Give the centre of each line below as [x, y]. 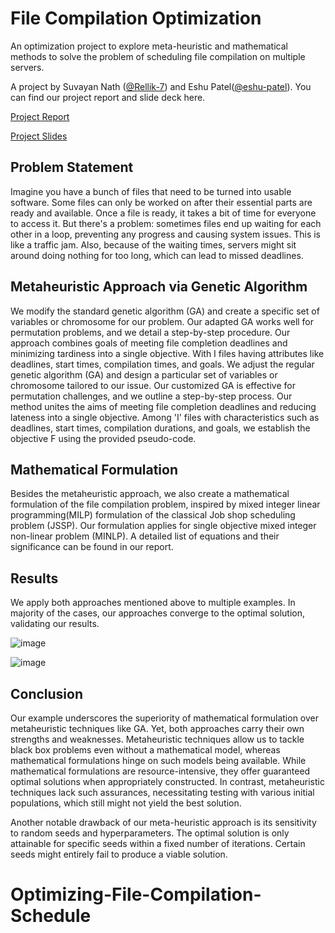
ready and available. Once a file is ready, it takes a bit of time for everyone [163, 213]
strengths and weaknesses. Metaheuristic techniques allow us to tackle [157, 739]
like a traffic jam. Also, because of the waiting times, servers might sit [153, 244]
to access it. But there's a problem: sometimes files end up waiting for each [166, 223]
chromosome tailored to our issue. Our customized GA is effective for [153, 385]
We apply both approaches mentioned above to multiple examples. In [153, 603]
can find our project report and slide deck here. [108, 97]
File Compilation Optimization [136, 18]
